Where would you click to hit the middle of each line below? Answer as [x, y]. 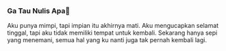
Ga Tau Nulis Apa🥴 [39, 11]
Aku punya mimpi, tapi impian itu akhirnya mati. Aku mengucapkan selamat [113, 26]
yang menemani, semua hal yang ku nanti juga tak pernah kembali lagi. [107, 40]
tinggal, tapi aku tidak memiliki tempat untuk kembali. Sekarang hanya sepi [112, 33]
